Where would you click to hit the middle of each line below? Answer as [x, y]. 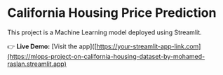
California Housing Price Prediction [112, 13]
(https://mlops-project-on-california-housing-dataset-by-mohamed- [106, 56]
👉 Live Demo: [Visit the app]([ [52, 46]
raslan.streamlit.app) [37, 64]
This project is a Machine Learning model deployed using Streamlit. [104, 32]
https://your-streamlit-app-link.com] [149, 46]
